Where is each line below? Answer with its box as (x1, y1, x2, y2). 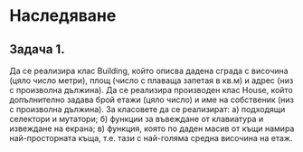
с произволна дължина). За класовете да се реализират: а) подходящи (9, 104, 286, 114)
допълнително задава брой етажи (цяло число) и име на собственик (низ (9, 94, 295, 105)
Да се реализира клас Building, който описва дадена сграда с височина (9, 65, 289, 76)
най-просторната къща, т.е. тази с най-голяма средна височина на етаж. (9, 133, 293, 143)
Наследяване (9, 5, 117, 26)
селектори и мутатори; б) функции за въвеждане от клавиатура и (9, 114, 264, 124)
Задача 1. (9, 42, 65, 57)
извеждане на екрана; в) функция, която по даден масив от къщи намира (9, 123, 295, 134)
